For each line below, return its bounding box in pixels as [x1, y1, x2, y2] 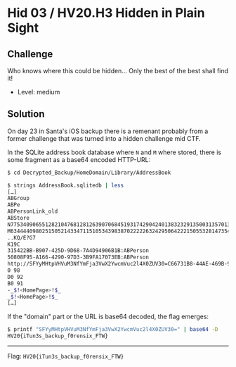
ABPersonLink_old [7, 208, 58, 216]
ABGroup [7, 195, 30, 202]
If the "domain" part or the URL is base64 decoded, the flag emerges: [7, 312, 209, 321]
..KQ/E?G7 [7, 234, 37, 241]
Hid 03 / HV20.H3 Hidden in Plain [7, 5, 205, 21]
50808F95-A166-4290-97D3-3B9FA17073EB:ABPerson [7, 254, 150, 261]
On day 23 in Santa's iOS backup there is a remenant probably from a [7, 127, 209, 135]
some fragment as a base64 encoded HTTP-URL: [7, 155, 151, 163]
